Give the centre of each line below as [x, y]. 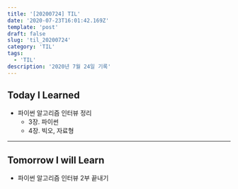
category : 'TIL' [31, 47]
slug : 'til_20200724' [39, 40]
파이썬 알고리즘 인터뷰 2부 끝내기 [63, 178]
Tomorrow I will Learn [56, 160]
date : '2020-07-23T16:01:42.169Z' [58, 21]
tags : [15, 54]
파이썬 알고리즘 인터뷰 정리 [55, 113]
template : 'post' [33, 27]
